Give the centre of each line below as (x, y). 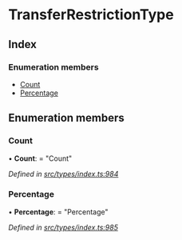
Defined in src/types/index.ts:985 (63, 227)
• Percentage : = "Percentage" (59, 212)
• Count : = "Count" (40, 158)
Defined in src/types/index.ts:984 (63, 174)
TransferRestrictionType (91, 15)
